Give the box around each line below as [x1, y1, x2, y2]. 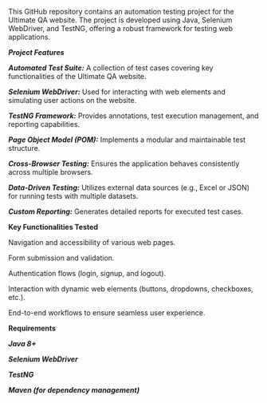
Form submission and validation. [8, 253, 115, 263]
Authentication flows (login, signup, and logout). [8, 269, 167, 278]
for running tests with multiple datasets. [8, 192, 139, 200]
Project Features [8, 48, 65, 57]
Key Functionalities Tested [8, 223, 98, 231]
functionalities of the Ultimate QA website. [8, 72, 147, 81]
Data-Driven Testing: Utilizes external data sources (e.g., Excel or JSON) [8, 183, 249, 192]
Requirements [8, 323, 57, 333]
